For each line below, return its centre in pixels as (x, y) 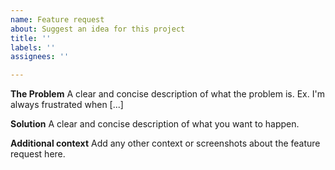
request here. (38, 154)
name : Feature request (57, 19)
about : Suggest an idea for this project (98, 29)
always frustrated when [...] (67, 105)
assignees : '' (40, 57)
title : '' (31, 38)
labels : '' (33, 47)
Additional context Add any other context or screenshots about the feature (165, 143)
